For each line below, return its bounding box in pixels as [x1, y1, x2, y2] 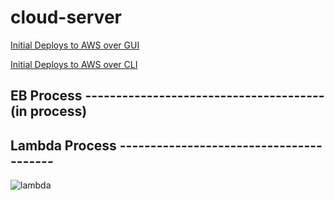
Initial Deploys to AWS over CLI [10, 58, 138, 70]
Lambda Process [10, 137, 117, 154]
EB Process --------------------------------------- [10, 87, 325, 105]
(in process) [10, 103, 88, 120]
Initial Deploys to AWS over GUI [10, 39, 140, 51]
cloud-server [10, 6, 122, 29]
